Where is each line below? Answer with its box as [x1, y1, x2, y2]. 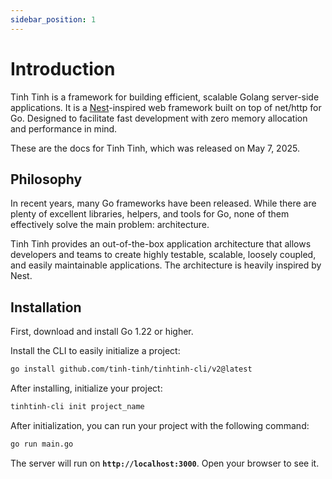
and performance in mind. [10, 122, 118, 135]
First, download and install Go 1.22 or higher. [10, 326, 194, 338]
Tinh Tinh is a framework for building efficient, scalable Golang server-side [10, 91, 320, 103]
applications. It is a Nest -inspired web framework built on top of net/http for [10, 101, 322, 113]
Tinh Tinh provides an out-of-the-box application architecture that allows [10, 238, 312, 250]
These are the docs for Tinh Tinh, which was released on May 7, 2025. [10, 142, 300, 154]
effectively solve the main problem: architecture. [10, 219, 210, 231]
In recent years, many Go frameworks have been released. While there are [10, 197, 317, 210]
